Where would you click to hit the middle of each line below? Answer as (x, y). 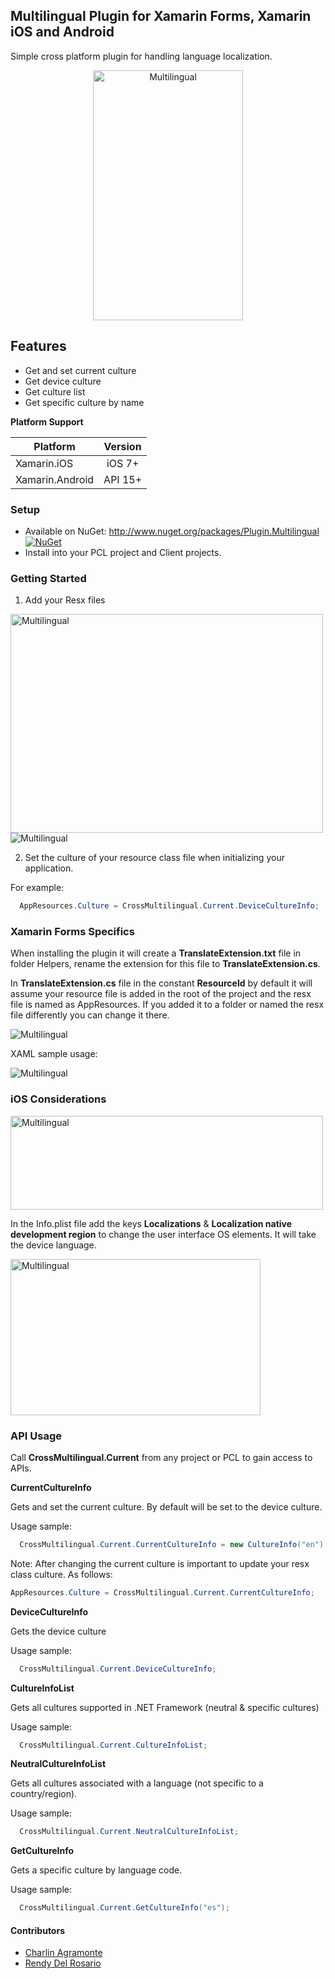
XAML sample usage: (54, 1054)
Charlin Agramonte (63, 1953)
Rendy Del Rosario (63, 1963)
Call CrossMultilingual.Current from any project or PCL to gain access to (161, 1457)
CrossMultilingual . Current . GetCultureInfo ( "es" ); (124, 1908)
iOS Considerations (58, 1099)
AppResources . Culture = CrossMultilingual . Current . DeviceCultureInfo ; (169, 906)
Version (122, 446)
